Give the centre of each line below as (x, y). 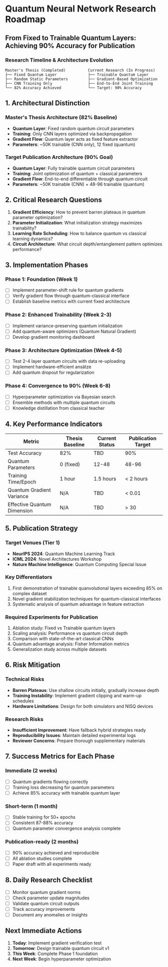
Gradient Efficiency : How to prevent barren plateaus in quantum (79, 212)
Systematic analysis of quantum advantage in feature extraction (78, 604)
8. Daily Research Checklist (49, 880)
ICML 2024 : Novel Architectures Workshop (57, 559)
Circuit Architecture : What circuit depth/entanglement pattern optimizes (87, 244)
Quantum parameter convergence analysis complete (66, 828)
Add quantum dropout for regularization (53, 373)
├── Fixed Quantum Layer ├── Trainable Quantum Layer (77, 75)
